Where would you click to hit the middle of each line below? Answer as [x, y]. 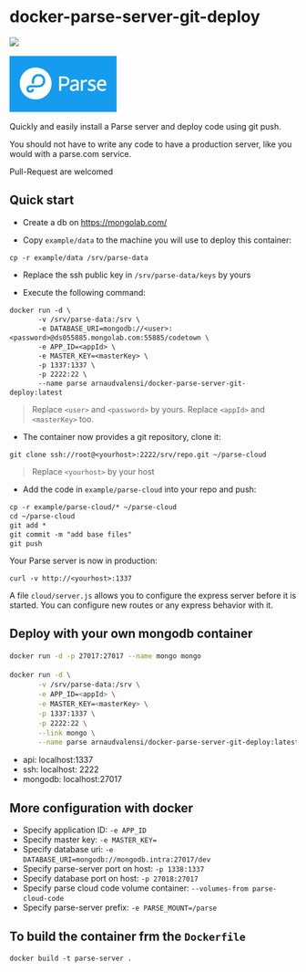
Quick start [42, 200]
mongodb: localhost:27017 [72, 779]
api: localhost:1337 [58, 760]
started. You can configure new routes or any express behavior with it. [141, 605]
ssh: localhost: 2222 [61, 769]
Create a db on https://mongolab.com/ [95, 222]
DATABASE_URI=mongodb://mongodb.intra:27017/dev [117, 860]
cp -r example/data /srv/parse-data [79, 257]
